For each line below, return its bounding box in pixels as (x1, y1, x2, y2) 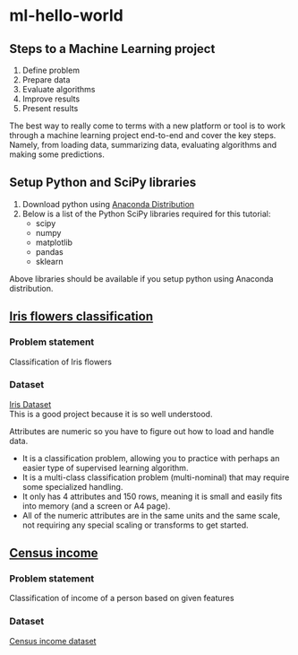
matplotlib (35, 237, 73, 248)
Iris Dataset (9, 398, 52, 409)
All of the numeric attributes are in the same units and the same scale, (21, 510, 281, 520)
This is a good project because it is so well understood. (9, 408, 213, 419)
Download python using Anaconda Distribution (21, 198, 195, 209)
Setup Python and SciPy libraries (9, 175, 197, 190)
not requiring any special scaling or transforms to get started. (21, 520, 249, 530)
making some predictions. (9, 149, 105, 160)
